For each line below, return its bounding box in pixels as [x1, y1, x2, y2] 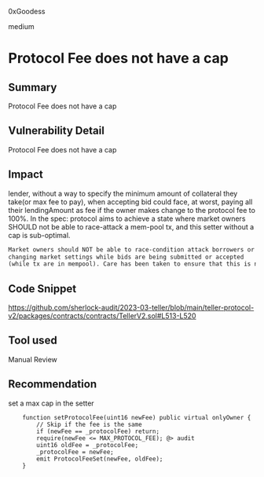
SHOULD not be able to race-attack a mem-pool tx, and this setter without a [8, 222, 255, 231]
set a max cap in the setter [8, 398, 94, 408]
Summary [8, 80, 57, 94]
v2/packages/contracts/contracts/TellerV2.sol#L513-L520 [8, 311, 196, 321]
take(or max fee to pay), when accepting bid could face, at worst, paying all [8, 196, 253, 207]
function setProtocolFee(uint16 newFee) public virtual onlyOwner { [22, 413, 251, 421]
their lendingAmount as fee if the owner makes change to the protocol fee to [8, 205, 255, 215]
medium [8, 22, 35, 31]
